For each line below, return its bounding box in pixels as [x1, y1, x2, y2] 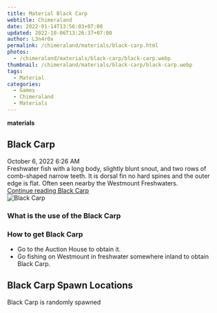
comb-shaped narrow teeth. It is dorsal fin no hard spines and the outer [7, 172, 210, 180]
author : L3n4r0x [7, 36, 54, 43]
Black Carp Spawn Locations [7, 280, 133, 292]
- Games [13, 87, 36, 94]
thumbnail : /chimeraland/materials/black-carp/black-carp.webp [7, 61, 193, 68]
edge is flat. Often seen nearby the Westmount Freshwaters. [7, 179, 178, 187]
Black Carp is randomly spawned [7, 298, 101, 306]
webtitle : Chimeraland [7, 17, 72, 23]
